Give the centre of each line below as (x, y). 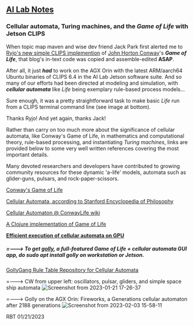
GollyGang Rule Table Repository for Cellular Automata (72, 270)
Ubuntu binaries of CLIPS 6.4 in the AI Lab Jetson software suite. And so (94, 76)
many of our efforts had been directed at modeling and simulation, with (92, 83)
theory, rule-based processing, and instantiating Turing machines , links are (97, 142)
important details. (27, 155)
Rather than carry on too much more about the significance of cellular (91, 129)
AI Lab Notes (30, 10)
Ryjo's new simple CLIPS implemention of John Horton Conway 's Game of (96, 53)
